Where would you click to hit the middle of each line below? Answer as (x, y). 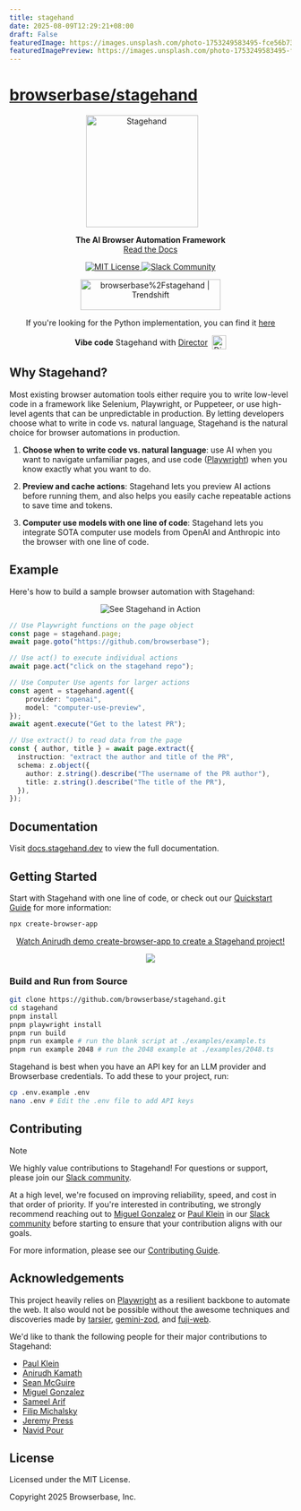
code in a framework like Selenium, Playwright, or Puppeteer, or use (135, 403)
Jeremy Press (47, 1420)
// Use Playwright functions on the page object (102, 625)
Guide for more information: (60, 907)
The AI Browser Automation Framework (150, 240)
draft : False (34, 34)
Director (193, 342)
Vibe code (94, 342)
